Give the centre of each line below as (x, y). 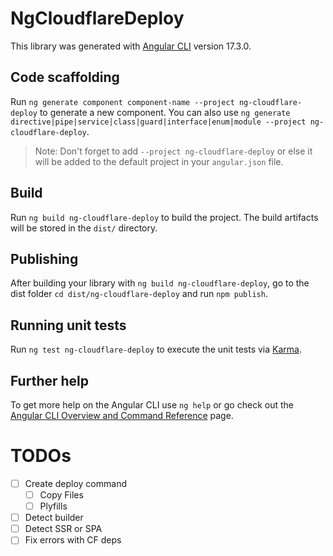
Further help (50, 380)
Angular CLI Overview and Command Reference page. (122, 415)
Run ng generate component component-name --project (122, 101)
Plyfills (53, 506)
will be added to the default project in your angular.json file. (159, 161)
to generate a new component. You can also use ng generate (165, 112)
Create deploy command (75, 483)
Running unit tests (68, 325)
